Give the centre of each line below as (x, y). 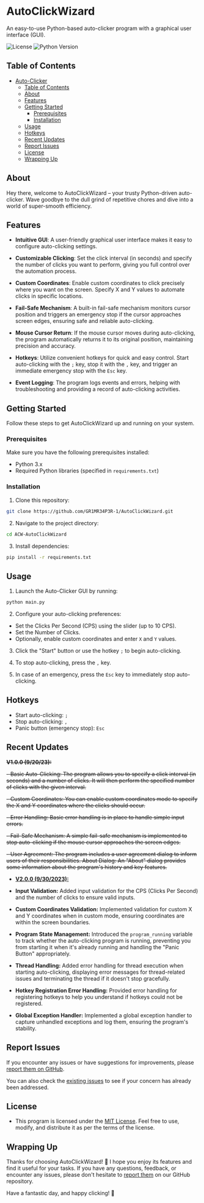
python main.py (26, 602)
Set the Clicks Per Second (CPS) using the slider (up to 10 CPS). (96, 626)
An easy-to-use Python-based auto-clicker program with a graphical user (99, 28)
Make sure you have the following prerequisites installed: (78, 452)
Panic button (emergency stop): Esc (60, 728)
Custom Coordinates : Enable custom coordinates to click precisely (100, 283)
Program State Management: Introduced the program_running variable (104, 934)
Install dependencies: (42, 546)
